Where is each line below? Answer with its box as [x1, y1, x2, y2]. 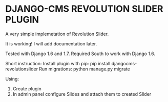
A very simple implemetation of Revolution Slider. [5, 31, 109, 37]
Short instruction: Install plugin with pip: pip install [5, 60, 111, 66]
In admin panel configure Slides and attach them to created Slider [12, 91, 152, 97]
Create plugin [12, 85, 42, 92]
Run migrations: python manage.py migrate [39, 66, 131, 72]
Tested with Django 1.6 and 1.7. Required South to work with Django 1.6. [5, 50, 155, 57]
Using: [5, 75, 19, 82]
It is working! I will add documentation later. [5, 40, 97, 46]
